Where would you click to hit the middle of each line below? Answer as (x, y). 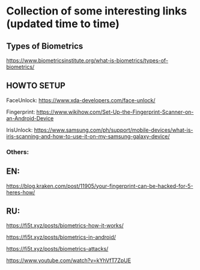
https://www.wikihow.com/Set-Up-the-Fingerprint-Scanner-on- (115, 112)
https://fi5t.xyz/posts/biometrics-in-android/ (61, 237)
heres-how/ (21, 192)
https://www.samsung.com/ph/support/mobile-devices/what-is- (114, 130)
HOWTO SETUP (36, 86)
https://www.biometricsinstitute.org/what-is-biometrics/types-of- (87, 60)
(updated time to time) (63, 24)
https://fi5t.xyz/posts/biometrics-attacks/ (57, 249)
